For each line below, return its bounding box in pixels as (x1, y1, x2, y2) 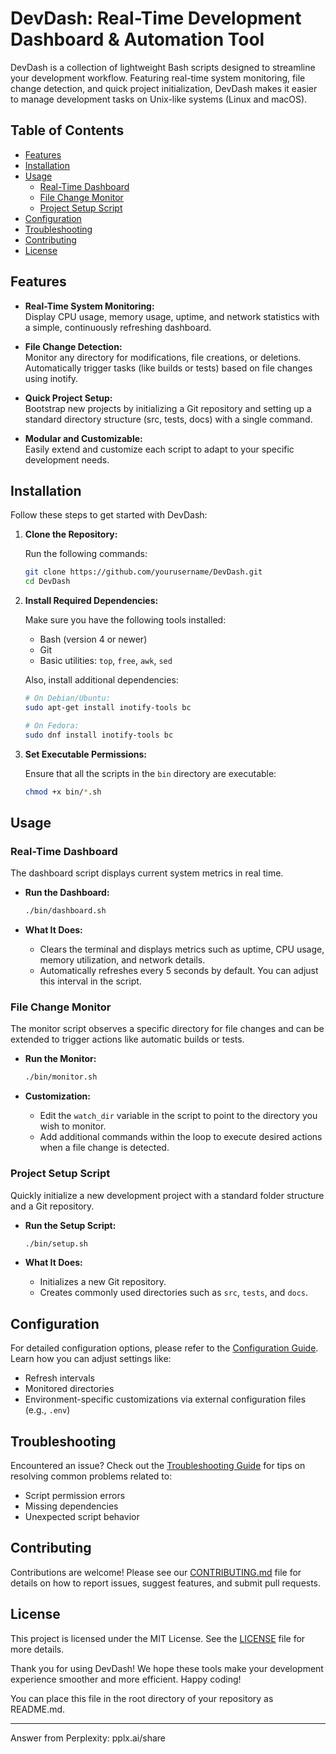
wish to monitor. (39, 1120, 107, 1132)
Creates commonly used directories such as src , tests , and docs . (39, 1287, 309, 1299)
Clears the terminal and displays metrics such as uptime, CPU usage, (39, 943, 325, 956)
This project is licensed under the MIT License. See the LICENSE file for (10, 1632, 306, 1644)
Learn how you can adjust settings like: (10, 1353, 172, 1365)
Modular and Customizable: (24, 432, 143, 444)
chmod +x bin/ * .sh (24, 787, 102, 797)
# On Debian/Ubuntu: (24, 693, 111, 704)
